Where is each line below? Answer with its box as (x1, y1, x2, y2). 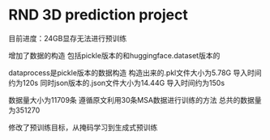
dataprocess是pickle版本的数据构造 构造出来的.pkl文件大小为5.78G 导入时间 (8, 67, 262, 78)
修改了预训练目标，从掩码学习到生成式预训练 (8, 122, 158, 132)
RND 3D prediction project (8, 6, 188, 24)
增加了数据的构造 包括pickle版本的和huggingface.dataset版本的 (8, 50, 221, 60)
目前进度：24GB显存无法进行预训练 (8, 33, 127, 43)
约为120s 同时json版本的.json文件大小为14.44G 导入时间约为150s (8, 78, 225, 87)
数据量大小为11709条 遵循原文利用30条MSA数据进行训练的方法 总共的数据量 (8, 95, 262, 104)
